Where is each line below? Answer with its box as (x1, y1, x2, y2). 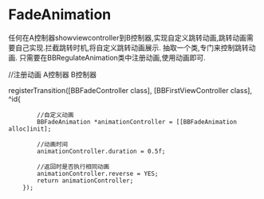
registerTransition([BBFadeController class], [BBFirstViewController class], (8, 85, 253, 95)
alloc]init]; (8, 125, 52, 133)
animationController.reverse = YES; (37, 170, 159, 178)
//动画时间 (37, 140, 69, 148)
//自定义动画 (37, 111, 74, 119)
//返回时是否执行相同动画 (37, 162, 110, 170)
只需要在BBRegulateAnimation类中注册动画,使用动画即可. (18, 53, 206, 62)
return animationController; (37, 177, 134, 185)
